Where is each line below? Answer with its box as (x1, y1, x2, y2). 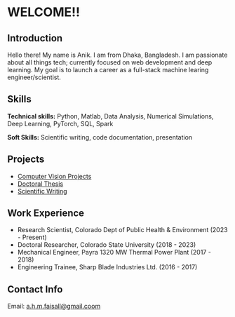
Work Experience (7, 208, 85, 220)
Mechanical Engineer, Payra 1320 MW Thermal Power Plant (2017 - (17, 248, 212, 257)
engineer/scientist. (7, 73, 62, 81)
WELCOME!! (7, 4, 81, 20)
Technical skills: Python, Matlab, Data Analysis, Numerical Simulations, (7, 112, 214, 120)
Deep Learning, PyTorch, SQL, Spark (7, 119, 114, 128)
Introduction (7, 32, 63, 44)
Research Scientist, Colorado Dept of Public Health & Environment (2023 (17, 226, 228, 234)
